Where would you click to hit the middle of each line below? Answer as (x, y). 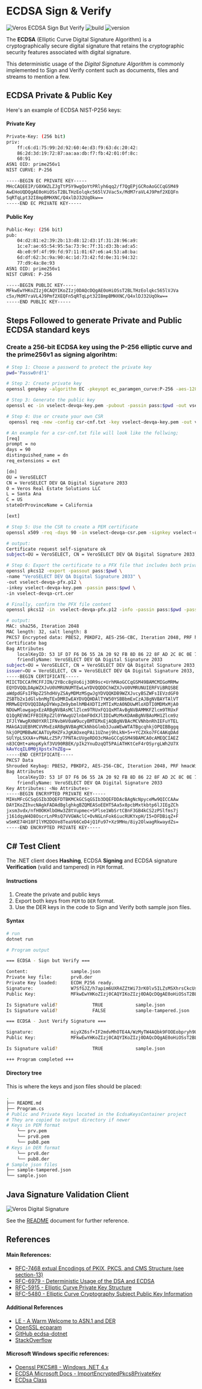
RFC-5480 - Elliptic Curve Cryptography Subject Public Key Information (104, 1293)
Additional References (35, 1308)
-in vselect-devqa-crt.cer (40, 593)
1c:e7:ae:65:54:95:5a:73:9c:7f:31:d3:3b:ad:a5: (78, 247)
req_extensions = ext (33, 461)
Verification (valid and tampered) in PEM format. (65, 867)
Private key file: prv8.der (50, 977)
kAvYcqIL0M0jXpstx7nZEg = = (38, 749)
